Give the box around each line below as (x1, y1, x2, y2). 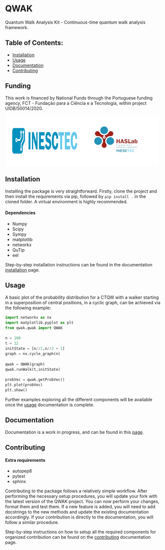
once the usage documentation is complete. (5, 402, 95, 408)
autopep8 (12, 468, 32, 474)
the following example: (5, 305, 51, 311)
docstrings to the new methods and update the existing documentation (5, 509, 149, 515)
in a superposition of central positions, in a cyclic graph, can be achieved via (5, 299, 161, 305)
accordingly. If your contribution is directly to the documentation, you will (5, 514, 154, 520)
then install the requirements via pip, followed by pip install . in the (5, 193, 146, 199)
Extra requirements (5, 457, 46, 463)
